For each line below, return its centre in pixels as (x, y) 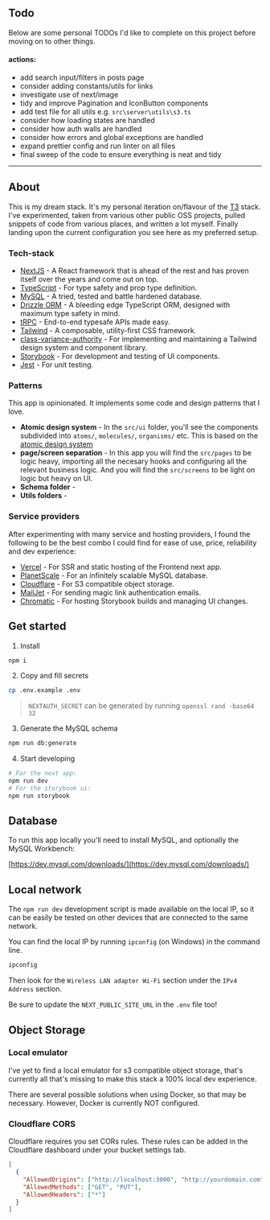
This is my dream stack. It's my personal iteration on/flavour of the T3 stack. (135, 206)
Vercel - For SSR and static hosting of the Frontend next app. (121, 567)
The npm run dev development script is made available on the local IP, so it (131, 909)
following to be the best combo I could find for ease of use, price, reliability (133, 542)
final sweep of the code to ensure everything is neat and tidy (121, 155)
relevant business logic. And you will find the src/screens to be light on (137, 470)
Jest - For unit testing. (57, 365)
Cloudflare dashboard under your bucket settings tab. (97, 1150)
